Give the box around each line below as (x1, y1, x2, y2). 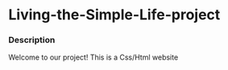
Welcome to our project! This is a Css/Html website (8, 52, 179, 62)
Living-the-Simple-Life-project (8, 6, 221, 24)
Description (8, 35, 56, 46)
